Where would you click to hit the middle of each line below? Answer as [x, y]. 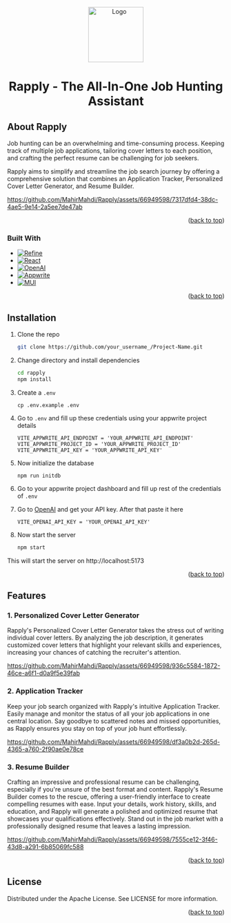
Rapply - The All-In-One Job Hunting [116, 87]
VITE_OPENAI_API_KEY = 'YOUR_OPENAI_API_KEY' [83, 522]
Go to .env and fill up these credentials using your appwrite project [112, 418]
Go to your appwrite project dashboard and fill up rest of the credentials [119, 488]
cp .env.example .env [48, 405]
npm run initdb [39, 476]
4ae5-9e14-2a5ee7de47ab [45, 207]
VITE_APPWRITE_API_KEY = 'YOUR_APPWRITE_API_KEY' [90, 450]
